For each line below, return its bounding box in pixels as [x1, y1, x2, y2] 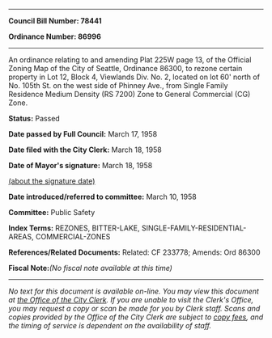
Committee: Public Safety [8, 208, 96, 217]
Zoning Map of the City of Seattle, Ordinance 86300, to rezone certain [8, 64, 243, 73]
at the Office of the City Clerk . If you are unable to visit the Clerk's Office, [8, 295, 254, 304]
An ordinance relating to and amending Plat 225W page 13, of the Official [8, 55, 252, 65]
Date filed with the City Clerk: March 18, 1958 [8, 145, 162, 154]
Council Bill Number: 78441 [8, 16, 102, 25]
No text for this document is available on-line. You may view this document [8, 286, 259, 296]
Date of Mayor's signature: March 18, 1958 [8, 161, 153, 170]
